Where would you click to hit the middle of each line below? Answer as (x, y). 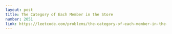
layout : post (19, 10)
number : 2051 (19, 19)
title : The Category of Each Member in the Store (59, 14)
